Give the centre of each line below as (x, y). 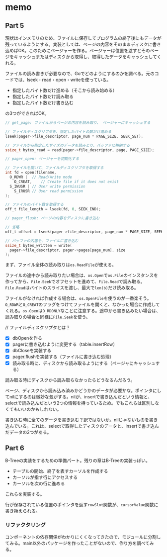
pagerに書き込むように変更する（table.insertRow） (65, 344)
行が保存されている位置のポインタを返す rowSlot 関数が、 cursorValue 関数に (82, 505)
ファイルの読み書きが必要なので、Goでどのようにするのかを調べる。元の (80, 73)
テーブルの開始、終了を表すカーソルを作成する (60, 471)
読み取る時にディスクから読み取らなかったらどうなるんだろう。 (70, 380)
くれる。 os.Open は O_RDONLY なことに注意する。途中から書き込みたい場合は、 (83, 311)
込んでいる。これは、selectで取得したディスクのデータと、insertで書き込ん (82, 426)
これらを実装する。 (25, 494)
